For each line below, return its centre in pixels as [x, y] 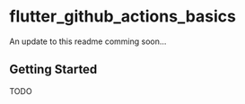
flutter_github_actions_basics [122, 17]
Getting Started [53, 69]
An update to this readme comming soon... [88, 41]
